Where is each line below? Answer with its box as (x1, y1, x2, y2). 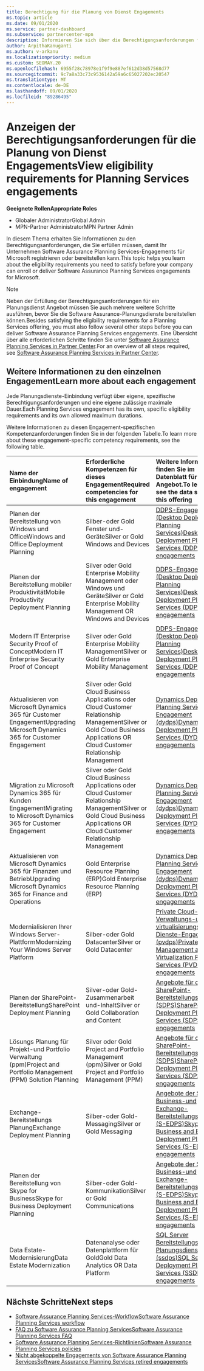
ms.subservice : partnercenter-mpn (6, 32, 94, 38)
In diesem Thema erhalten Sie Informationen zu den (6, 235, 136, 242)
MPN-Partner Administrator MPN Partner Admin (15, 223, 134, 230)
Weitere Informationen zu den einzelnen (6, 366, 161, 377)
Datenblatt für (155, 472, 197, 481)
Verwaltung (9, 1052, 42, 1061)
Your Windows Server (9, 945, 72, 954)
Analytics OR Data (86, 1261, 138, 1269)
